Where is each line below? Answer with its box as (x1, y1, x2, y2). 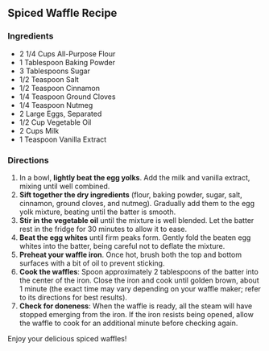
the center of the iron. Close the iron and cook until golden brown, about (19, 275, 259, 285)
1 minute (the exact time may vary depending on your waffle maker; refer (19, 283, 261, 293)
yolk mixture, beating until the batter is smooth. (19, 207, 176, 217)
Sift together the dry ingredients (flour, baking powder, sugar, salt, (19, 189, 242, 200)
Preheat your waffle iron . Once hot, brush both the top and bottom (19, 250, 242, 259)
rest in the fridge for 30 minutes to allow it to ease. (19, 224, 188, 233)
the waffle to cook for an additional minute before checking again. (19, 318, 238, 328)
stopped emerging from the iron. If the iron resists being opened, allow (19, 309, 255, 319)
